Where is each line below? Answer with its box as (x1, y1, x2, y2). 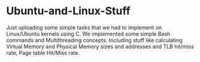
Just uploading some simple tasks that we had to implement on (6, 24, 162, 31)
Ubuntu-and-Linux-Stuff (6, 4, 131, 18)
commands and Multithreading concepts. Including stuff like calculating (6, 36, 183, 44)
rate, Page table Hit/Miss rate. (6, 49, 80, 56)
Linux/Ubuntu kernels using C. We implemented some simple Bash (6, 30, 171, 37)
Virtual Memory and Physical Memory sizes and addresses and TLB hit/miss (6, 43, 195, 50)
